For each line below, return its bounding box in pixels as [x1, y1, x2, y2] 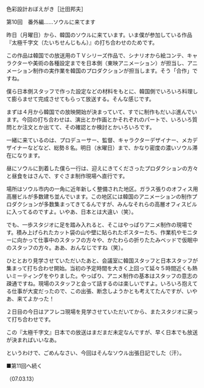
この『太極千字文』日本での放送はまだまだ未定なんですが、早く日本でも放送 [6, 329, 198, 336]
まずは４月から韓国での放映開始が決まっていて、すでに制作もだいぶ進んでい [6, 109, 198, 115]
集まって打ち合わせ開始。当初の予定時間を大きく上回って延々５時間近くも [6, 265, 193, 271]
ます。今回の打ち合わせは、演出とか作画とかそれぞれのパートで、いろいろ [6, 116, 193, 123]
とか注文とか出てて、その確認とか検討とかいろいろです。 [11, 124, 155, 131]
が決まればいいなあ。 [6, 336, 60, 343]
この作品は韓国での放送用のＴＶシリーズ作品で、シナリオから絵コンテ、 [6, 52, 188, 59]
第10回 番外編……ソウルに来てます [6, 18, 96, 26]
